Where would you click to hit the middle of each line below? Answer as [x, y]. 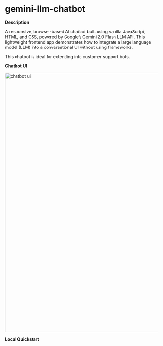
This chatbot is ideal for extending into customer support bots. [67, 56]
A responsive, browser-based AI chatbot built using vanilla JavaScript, [75, 31]
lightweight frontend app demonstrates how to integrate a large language [78, 42]
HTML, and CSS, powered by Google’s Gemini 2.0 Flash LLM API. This [75, 37]
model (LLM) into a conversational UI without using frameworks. [69, 47]
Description [17, 22]
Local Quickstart [22, 339]
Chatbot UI [16, 66]
